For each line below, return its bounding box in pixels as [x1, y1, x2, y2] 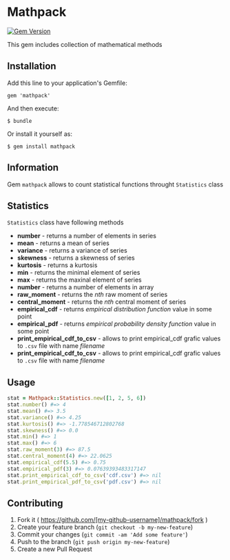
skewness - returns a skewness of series [17, 253, 136, 262]
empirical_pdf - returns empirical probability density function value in [17, 320, 217, 328]
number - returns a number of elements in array [17, 283, 154, 291]
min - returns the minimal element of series [17, 269, 140, 277]
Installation [7, 60, 56, 73]
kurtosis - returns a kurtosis [17, 261, 98, 269]
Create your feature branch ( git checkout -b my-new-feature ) [17, 523, 194, 532]
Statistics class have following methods [7, 218, 124, 226]
